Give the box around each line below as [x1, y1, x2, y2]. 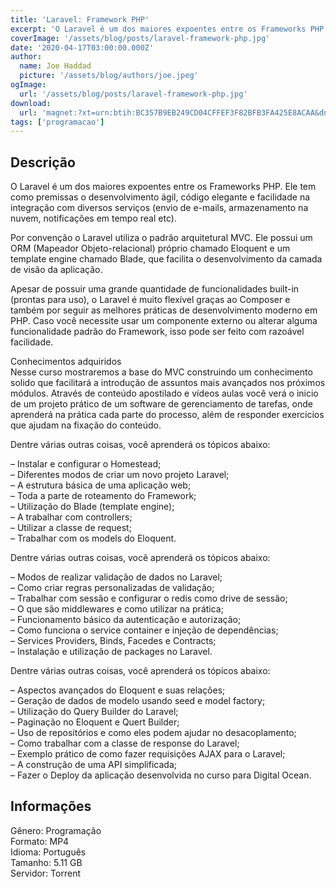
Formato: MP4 [10, 835, 70, 847]
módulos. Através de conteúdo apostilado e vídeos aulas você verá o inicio [10, 387, 319, 400]
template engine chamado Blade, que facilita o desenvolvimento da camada [10, 253, 323, 265]
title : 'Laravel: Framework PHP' [10, 14, 150, 25]
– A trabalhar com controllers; [10, 511, 133, 523]
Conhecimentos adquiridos [10, 356, 122, 368]
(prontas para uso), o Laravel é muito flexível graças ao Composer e [10, 294, 291, 306]
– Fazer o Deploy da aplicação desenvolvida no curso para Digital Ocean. [10, 769, 312, 781]
